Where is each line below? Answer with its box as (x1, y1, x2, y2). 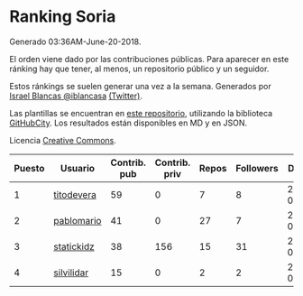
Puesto (14, 162, 45, 174)
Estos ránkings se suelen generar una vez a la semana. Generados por (9, 80, 272, 91)
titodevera (53, 188, 96, 200)
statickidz (53, 240, 95, 253)
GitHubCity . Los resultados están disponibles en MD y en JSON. (9, 117, 248, 128)
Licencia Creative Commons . (9, 134, 117, 145)
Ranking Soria (9, 6, 116, 27)
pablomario (53, 214, 102, 227)
